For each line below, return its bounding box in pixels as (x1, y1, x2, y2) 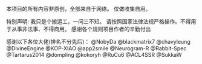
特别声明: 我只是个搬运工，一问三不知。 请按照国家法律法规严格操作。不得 (6, 18, 191, 25)
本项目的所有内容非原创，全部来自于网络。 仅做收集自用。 (6, 5, 151, 12)
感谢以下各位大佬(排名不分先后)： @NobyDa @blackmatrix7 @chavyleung (6, 38, 191, 45)
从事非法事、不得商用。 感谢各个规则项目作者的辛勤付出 (11, 26, 151, 32)
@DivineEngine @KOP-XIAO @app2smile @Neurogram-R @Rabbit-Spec (6, 45, 187, 52)
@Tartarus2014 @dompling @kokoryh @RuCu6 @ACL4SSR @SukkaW (6, 51, 182, 58)
